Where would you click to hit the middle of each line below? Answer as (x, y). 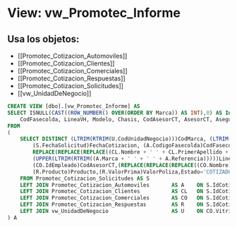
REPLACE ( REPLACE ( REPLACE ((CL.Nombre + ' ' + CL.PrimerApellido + (131, 152)
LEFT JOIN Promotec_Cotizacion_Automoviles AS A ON (111, 185)
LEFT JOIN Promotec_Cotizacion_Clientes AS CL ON (111, 192)
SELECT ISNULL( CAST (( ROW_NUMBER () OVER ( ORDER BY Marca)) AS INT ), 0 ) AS (115, 113)
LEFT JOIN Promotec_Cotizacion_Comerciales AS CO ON (111, 198)
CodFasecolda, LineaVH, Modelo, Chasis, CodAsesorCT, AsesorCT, (116, 119)
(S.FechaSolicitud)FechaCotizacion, (86, 146)
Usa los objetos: (43, 39)
